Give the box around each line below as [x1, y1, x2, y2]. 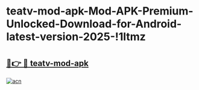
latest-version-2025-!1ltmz [6, 30, 146, 43]
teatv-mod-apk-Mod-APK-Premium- [6, 4, 194, 18]
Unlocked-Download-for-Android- [6, 17, 182, 31]
